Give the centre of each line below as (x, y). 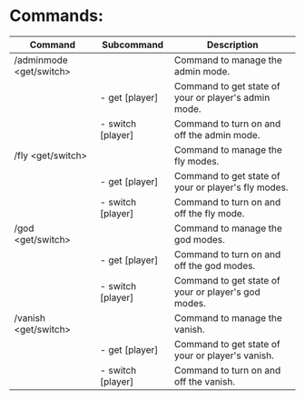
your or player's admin (222, 97)
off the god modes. (215, 265)
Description (233, 45)
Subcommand (133, 45)
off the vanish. (205, 381)
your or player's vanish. (224, 355)
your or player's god (217, 292)
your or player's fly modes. (231, 187)
